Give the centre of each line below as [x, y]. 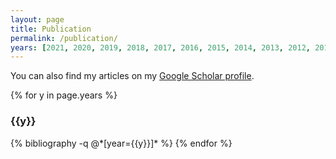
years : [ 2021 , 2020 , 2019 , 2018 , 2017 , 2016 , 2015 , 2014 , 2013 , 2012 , [160, 47]
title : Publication [51, 29]
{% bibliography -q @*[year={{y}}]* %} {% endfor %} [121, 143]
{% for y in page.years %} [64, 95]
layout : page [37, 19]
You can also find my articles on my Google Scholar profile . [132, 76]
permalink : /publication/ [64, 38]
